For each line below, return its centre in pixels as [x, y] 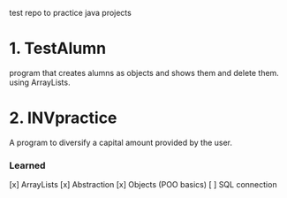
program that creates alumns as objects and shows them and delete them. [144, 72]
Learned [27, 165]
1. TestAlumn [58, 49]
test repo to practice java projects [71, 13]
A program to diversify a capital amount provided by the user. [121, 142]
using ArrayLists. [40, 82]
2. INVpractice [63, 118]
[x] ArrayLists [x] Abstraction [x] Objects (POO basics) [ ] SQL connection [143, 185]
